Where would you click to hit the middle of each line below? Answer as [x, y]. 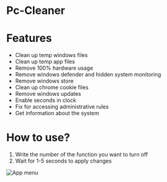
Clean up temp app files [45, 62]
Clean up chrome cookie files [52, 87]
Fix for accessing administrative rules [62, 107]
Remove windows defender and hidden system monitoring [88, 75]
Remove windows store [44, 81]
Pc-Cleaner [36, 11]
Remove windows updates [48, 94]
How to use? [38, 138]
